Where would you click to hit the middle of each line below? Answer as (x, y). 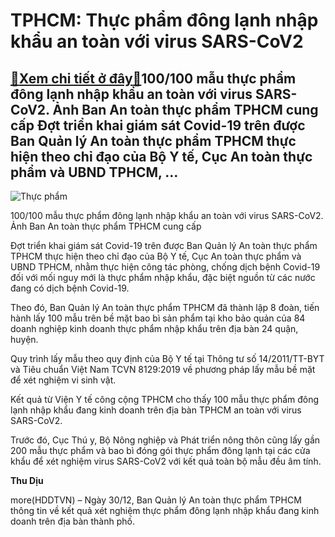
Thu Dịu (27, 480)
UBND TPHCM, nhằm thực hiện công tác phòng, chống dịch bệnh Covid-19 (165, 267)
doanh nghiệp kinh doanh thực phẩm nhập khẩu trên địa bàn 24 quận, (154, 328)
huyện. (24, 339)
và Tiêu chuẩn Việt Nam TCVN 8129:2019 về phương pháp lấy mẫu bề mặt (163, 369)
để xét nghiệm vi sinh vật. (63, 380)
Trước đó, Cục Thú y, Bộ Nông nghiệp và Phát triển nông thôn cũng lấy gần (165, 440)
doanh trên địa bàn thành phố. (72, 521)
